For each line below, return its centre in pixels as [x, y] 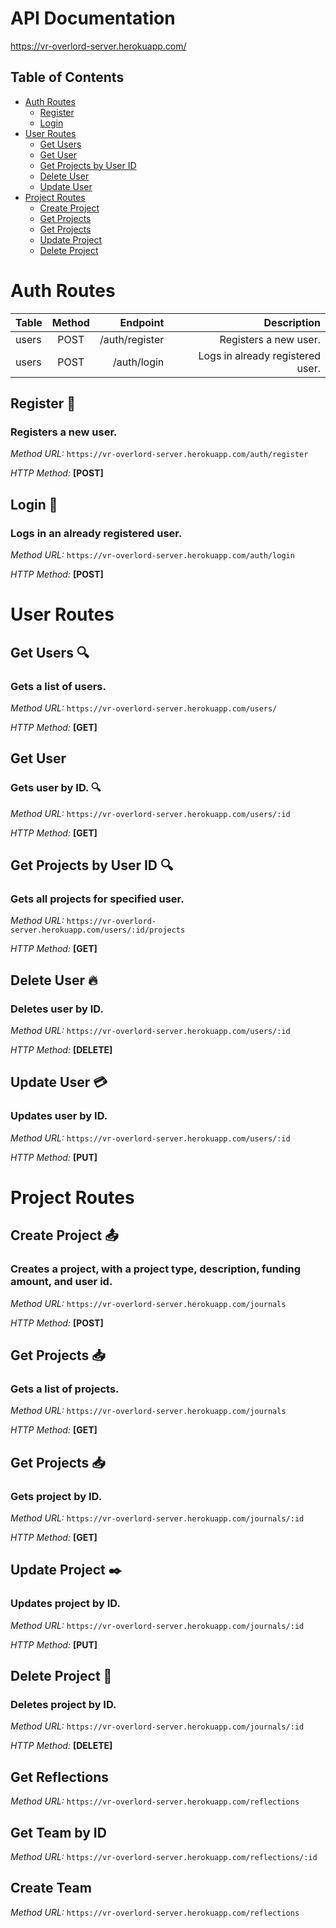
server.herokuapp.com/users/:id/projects [98, 930]
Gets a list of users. [58, 686]
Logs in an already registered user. [96, 533]
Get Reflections [59, 1777]
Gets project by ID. [56, 1496]
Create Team [51, 1888]
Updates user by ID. [59, 1116]
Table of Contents [67, 77]
